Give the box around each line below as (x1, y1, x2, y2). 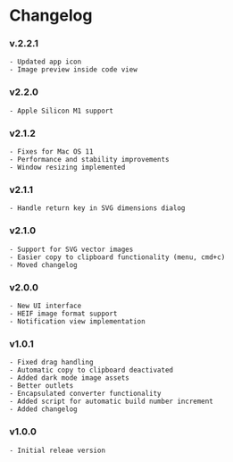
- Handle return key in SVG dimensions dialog (9, 204, 186, 213)
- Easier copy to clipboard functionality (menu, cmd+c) (9, 252, 226, 262)
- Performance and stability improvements (9, 155, 170, 164)
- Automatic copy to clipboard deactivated (9, 365, 174, 375)
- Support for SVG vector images (9, 245, 134, 254)
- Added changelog (9, 405, 78, 414)
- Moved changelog (9, 260, 78, 269)
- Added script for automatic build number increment (9, 397, 214, 407)
